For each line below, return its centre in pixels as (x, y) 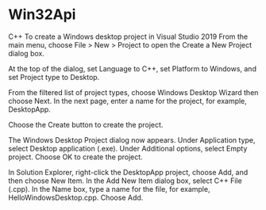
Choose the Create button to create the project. (86, 124)
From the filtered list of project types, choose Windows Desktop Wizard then (133, 92)
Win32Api (42, 15)
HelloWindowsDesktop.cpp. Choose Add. (76, 197)
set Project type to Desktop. (54, 77)
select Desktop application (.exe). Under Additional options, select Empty (128, 148)
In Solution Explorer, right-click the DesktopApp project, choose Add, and (128, 172)
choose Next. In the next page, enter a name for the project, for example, (128, 101)
